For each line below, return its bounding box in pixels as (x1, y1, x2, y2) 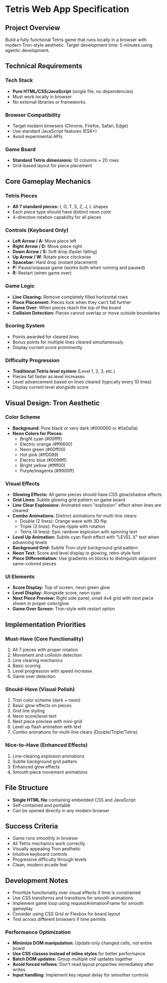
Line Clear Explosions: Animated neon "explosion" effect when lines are (12, 502, 162, 508)
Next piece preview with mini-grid (12, 719, 82, 725)
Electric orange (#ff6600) (19, 441, 73, 447)
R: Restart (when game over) (12, 270, 72, 276)
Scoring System (5, 322, 45, 329)
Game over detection (12, 674, 56, 680)
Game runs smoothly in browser (12, 835, 78, 841)
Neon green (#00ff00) (19, 446, 66, 452)
